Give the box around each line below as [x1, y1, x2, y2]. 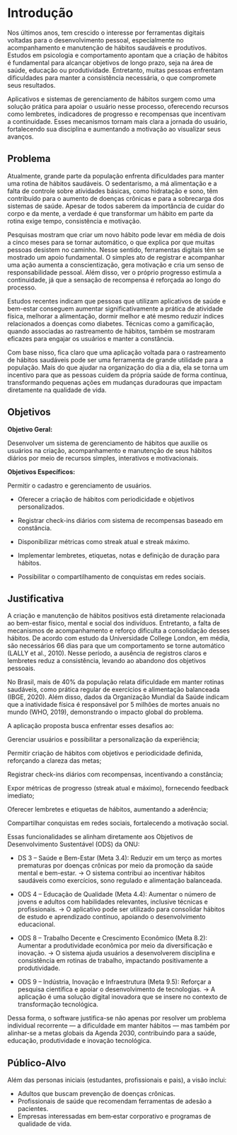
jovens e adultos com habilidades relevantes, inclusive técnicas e [17, 897, 209, 906]
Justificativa [7, 592, 64, 604]
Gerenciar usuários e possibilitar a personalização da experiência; [7, 735, 200, 744]
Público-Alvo [7, 1056, 67, 1069]
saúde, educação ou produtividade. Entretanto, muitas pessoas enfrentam [7, 66, 224, 74]
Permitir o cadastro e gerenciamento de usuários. [7, 481, 152, 490]
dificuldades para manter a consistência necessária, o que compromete [7, 73, 217, 82]
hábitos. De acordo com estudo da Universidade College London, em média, [7, 634, 230, 643]
